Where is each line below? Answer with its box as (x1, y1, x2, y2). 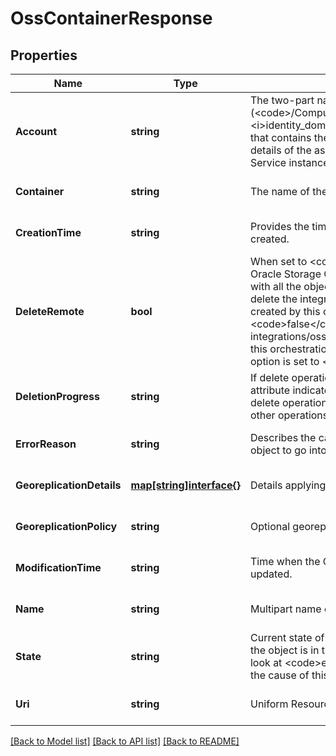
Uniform (249, 697, 289, 711)
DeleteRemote (15, 305, 85, 318)
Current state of (249, 631, 325, 644)
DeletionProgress (15, 390, 100, 403)
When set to (249, 255, 308, 268)
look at (249, 656, 283, 669)
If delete (249, 371, 290, 384)
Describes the (249, 431, 317, 444)
